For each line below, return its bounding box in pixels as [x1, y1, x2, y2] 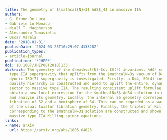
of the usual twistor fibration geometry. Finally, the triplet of [9, 104, 153, 109]
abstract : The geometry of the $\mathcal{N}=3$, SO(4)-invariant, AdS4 [5, 68, 157, 72]
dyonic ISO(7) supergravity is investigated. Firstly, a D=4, [9, 76, 141, 81]
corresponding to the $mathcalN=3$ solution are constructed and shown [9, 109, 162, 114]
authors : [5, 12, 23, 17]
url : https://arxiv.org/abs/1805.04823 [9, 127, 92, 132]
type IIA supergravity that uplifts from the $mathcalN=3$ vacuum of [9, 72, 157, 77]
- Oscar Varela [5, 35, 37, 40]
